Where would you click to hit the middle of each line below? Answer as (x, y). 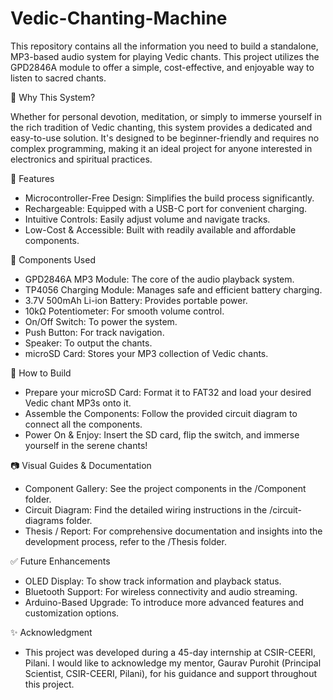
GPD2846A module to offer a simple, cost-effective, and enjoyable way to (162, 67)
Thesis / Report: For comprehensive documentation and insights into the (173, 531)
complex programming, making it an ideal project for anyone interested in (161, 148)
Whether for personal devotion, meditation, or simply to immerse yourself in (166, 116)
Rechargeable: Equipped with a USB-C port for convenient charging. (166, 208)
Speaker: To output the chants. (88, 343)
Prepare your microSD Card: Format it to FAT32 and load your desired (168, 392)
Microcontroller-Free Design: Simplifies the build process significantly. (169, 198)
